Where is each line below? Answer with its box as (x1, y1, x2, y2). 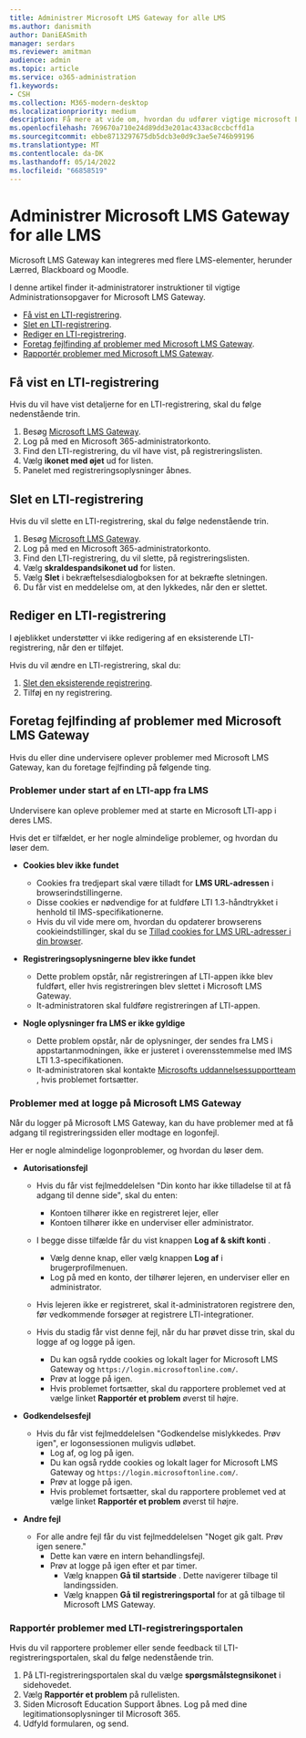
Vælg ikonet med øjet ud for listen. (22, 455, 154, 466)
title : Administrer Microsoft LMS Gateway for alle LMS (9, 13, 226, 23)
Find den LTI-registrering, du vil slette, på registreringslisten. (22, 553, 250, 564)
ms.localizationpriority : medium (9, 107, 137, 116)
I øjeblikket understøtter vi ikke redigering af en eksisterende (9, 632, 238, 643)
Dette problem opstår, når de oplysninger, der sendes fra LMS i (36, 1035, 273, 1046)
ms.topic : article (9, 65, 79, 74)
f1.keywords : (9, 81, 59, 90)
